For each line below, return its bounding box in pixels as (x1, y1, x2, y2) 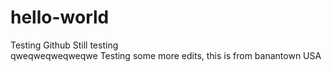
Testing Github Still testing (10, 39, 119, 51)
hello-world (10, 6, 110, 29)
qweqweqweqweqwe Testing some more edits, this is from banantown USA (10, 49, 322, 61)
